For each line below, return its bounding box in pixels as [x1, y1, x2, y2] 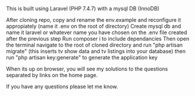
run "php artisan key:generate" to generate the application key [6, 54, 158, 61]
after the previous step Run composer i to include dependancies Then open [6, 35, 190, 42]
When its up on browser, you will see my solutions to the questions [6, 65, 168, 72]
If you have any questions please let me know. [6, 83, 118, 90]
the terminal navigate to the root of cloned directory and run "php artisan [6, 41, 183, 48]
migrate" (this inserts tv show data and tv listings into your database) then [6, 48, 186, 55]
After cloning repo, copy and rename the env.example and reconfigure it [6, 16, 181, 23]
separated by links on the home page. [6, 72, 98, 78]
